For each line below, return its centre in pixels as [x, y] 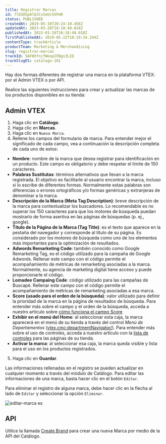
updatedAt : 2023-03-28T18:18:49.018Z [44, 28]
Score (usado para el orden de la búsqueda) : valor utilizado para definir [86, 296]
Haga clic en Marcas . [34, 128]
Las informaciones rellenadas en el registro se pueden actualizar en [74, 368]
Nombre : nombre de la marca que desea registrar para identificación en [86, 159]
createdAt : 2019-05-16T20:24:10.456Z [44, 24]
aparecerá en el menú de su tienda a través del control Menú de [78, 322]
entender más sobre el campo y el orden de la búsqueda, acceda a [81, 307]
